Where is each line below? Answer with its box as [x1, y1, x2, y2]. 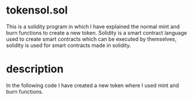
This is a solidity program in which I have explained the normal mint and [6, 23, 180, 30]
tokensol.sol [6, 4, 68, 17]
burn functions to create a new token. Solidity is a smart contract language [6, 29, 187, 36]
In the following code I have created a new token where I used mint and [6, 82, 179, 89]
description [6, 62, 64, 76]
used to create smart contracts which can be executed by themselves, [6, 35, 177, 42]
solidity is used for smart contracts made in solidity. [6, 42, 131, 49]
